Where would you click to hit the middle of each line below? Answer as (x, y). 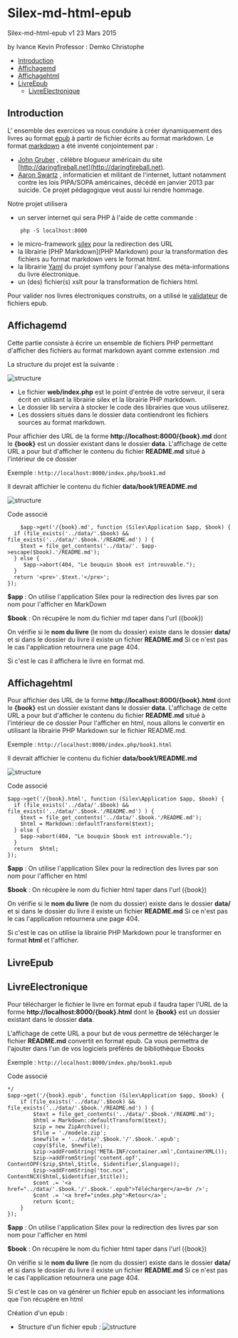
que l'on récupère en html (45, 1299)
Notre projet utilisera (37, 203)
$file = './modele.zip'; (70, 1132)
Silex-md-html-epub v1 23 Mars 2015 (62, 33)
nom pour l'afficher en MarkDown (57, 604)
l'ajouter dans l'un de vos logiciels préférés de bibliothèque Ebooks (106, 1048)
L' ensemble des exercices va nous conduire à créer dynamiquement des (115, 131)
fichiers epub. (28, 303)
